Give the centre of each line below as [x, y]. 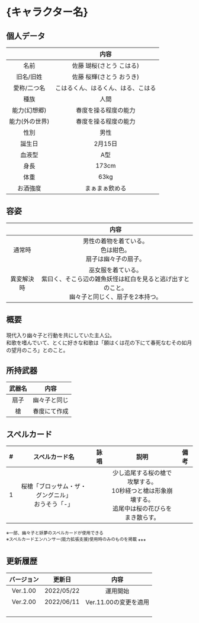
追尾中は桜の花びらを [142, 509]
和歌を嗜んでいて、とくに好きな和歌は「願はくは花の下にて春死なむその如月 [99, 342]
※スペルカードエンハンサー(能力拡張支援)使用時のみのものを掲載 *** [76, 540]
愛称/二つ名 [29, 88]
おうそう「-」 [54, 504]
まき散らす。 [142, 518]
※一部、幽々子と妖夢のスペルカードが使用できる [55, 533]
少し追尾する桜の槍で [142, 473]
